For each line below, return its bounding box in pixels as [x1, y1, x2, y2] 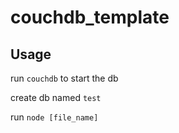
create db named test [10, 92, 102, 103]
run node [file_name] [10, 111, 99, 123]
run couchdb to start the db [10, 72, 119, 84]
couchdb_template [10, 6, 170, 29]
